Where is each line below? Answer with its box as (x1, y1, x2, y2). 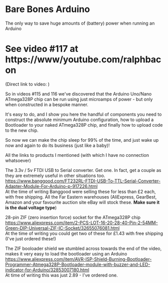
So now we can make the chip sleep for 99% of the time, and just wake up (5, 137, 159, 143)
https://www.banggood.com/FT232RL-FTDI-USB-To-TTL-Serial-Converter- (5, 177, 161, 184)
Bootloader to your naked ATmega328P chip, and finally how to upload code (5, 122, 163, 128)
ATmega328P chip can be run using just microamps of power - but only (5, 96, 153, 102)
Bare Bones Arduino (5, 4, 90, 15)
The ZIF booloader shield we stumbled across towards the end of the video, (5, 245, 162, 251)
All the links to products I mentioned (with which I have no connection (5, 152, 149, 158)
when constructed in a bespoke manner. (5, 102, 89, 108)
